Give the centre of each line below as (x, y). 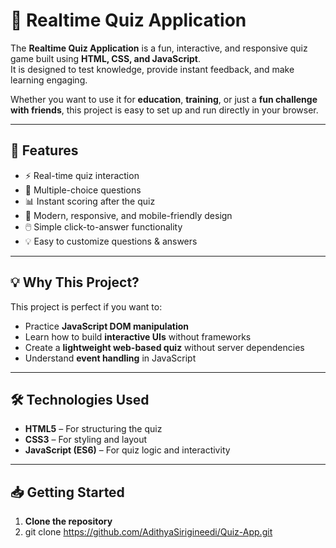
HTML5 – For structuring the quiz (93, 429)
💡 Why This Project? (75, 282)
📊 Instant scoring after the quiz (90, 201)
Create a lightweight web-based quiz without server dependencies (164, 347)
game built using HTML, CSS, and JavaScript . (106, 58)
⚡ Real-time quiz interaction (82, 175)
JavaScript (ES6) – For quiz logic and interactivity (127, 450)
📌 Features (44, 150)
